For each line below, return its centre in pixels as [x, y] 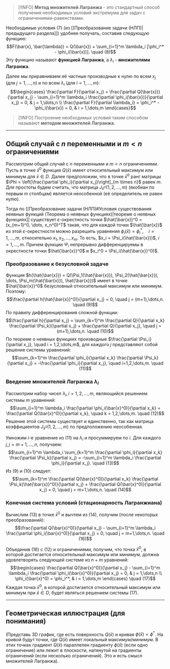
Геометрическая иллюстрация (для [65, 614]
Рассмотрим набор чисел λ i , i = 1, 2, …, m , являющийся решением [77, 394]
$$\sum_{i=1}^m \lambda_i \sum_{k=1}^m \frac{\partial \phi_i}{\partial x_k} [85, 452]
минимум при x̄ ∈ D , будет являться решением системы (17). [72, 593]
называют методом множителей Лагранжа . [67, 123]
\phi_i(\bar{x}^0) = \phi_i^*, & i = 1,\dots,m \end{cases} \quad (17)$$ [85, 578]
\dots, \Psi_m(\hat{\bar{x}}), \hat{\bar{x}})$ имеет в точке [67, 280]
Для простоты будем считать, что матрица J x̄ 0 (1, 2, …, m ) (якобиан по [80, 188]
